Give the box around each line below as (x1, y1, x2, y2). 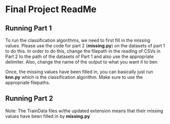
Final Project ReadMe (5, 4, 97, 15)
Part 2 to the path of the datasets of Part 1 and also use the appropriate (5, 53, 154, 59)
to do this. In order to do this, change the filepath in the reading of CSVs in (5, 48, 161, 54)
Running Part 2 (5, 94, 53, 103)
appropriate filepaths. (5, 80, 51, 85)
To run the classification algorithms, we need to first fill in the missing (5, 37, 151, 43)
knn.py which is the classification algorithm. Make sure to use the (5, 74, 143, 80)
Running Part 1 (5, 24, 52, 33)
